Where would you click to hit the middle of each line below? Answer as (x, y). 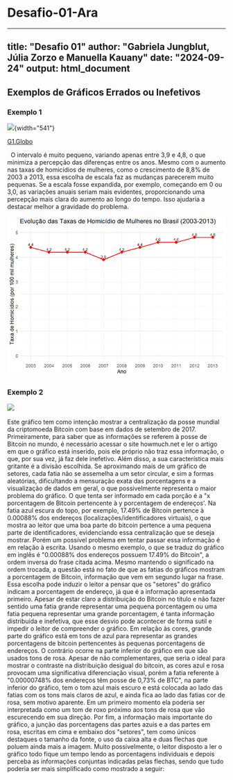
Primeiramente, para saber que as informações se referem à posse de (107, 436)
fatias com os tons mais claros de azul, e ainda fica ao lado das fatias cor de (116, 695)
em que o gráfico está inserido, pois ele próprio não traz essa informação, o (116, 451)
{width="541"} (35, 128)
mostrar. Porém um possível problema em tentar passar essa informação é (114, 540)
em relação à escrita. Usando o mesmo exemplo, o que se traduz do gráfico (115, 547)
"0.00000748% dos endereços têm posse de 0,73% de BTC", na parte (108, 680)
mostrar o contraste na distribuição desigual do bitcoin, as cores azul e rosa (115, 665)
